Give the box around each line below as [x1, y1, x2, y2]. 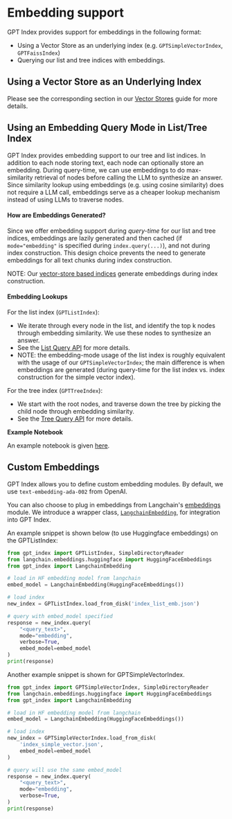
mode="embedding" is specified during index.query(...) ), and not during [7, 241, 211, 249]
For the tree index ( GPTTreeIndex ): [7, 386, 102, 394]
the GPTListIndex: [7, 536, 58, 545]
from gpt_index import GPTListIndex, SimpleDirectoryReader [7, 549, 185, 556]
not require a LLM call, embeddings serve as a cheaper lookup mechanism [7, 188, 220, 196]
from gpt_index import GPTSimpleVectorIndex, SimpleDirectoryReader [7, 684, 209, 691]
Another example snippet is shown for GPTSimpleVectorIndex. [7, 670, 185, 678]
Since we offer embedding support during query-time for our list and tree [7, 227, 216, 235]
